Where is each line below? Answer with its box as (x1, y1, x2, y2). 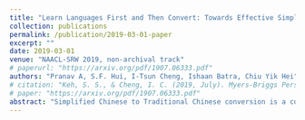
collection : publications (9, 22, 107, 31)
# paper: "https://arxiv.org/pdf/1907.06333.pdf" (9, 88, 202, 97)
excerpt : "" (9, 38, 54, 48)
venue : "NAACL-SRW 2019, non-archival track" (9, 55, 184, 64)
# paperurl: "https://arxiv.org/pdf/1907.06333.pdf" (9, 64, 213, 73)
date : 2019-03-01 (9, 47, 75, 56)
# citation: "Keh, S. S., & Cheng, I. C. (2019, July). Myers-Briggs (9, 80, 279, 89)
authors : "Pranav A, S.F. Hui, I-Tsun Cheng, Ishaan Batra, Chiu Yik (9, 72, 279, 81)
